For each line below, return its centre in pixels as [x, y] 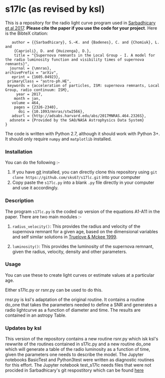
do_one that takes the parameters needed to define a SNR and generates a [81, 304]
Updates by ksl [23, 328]
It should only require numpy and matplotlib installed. [59, 139]
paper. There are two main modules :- [44, 216]
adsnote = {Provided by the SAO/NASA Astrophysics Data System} [77, 120]
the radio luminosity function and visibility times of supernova [75, 60]
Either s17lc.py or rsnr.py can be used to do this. [54, 290]
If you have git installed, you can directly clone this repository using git [85, 172]
